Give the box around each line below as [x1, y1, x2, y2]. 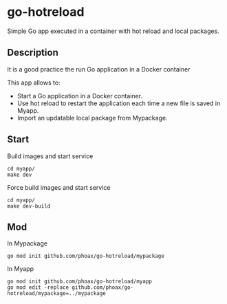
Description [7, 47, 58, 58]
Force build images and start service [7, 183, 111, 191]
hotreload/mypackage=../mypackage [7, 290, 107, 297]
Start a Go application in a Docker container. [17, 91, 143, 100]
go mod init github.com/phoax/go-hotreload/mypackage [7, 252, 165, 260]
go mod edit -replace [7, 284, 69, 291]
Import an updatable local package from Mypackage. [17, 113, 168, 122]
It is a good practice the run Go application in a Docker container [7, 65, 191, 73]
